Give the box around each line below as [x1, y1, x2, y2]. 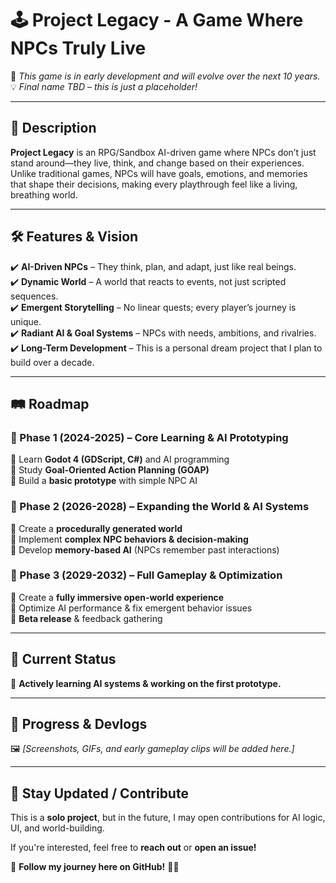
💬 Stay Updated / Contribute [10, 785, 189, 802]
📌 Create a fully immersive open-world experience [10, 591, 225, 603]
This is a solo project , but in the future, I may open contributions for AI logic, [10, 812, 326, 824]
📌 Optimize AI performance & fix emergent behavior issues [10, 602, 253, 614]
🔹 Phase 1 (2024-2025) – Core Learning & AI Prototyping [10, 430, 289, 444]
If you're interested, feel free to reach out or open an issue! [10, 842, 257, 854]
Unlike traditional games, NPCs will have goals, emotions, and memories [10, 167, 308, 179]
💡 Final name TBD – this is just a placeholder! [10, 80, 198, 92]
